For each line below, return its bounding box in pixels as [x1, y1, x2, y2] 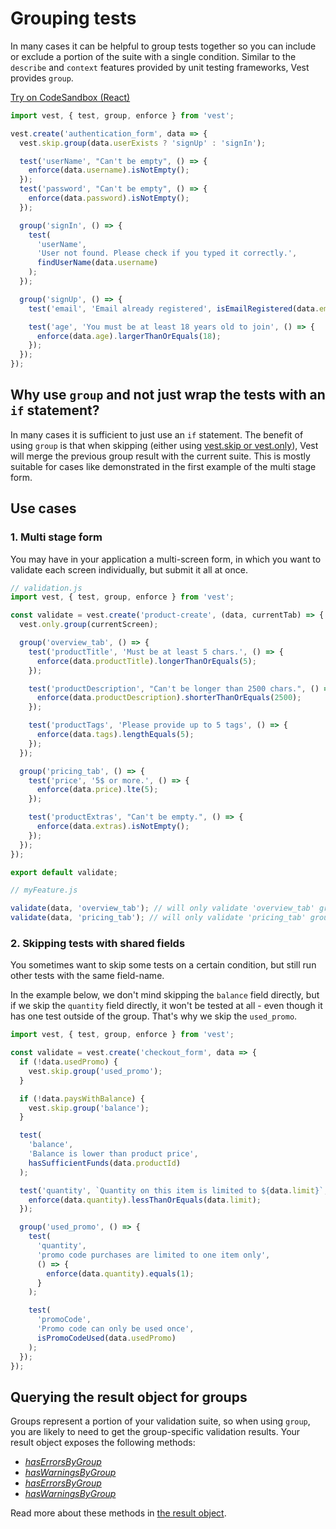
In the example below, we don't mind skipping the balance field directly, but [10, 989, 320, 1001]
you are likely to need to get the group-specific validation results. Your [10, 1426, 301, 1438]
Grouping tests [10, 7, 137, 30]
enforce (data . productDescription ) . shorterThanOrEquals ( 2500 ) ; [36, 693, 302, 703]
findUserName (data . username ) [36, 258, 159, 268]
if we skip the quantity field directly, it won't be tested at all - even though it [10, 1000, 323, 1012]
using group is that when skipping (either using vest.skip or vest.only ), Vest [10, 439, 319, 451]
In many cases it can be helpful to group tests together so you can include [10, 40, 317, 52]
